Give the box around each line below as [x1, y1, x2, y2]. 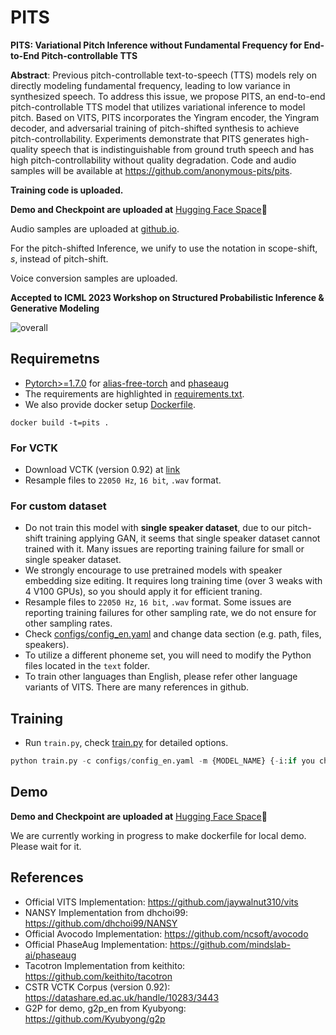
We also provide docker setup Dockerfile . [24, 398, 196, 410]
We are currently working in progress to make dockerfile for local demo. [10, 829, 307, 841]
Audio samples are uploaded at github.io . [10, 222, 180, 235]
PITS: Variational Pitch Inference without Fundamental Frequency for [10, 39, 303, 51]
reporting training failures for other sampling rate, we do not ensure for [24, 607, 317, 619]
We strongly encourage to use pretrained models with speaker [24, 564, 283, 576]
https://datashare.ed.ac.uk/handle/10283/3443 [24, 991, 220, 1003]
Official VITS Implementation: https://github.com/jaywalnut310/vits [24, 896, 299, 908]
